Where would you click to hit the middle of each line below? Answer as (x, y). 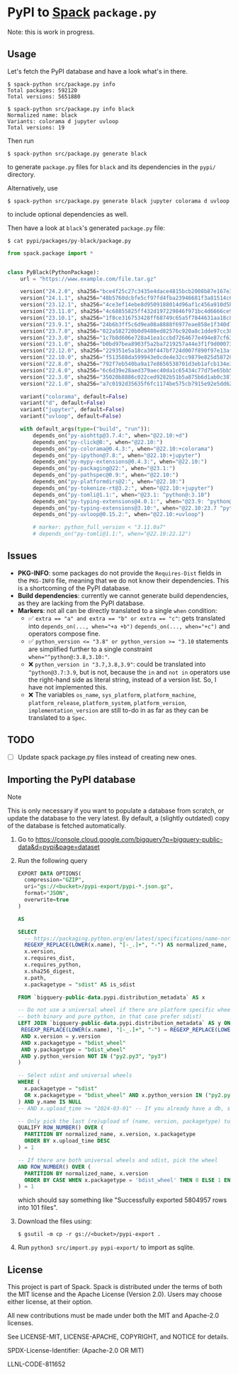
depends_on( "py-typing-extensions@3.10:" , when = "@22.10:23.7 (125, 508)
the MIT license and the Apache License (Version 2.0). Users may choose (115, 1294)
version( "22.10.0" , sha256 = (61, 357)
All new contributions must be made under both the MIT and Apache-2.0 (113, 1316)
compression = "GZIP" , (55, 880)
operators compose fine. (64, 634)
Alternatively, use (33, 188)
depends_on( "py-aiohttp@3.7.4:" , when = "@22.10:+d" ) (111, 435)
